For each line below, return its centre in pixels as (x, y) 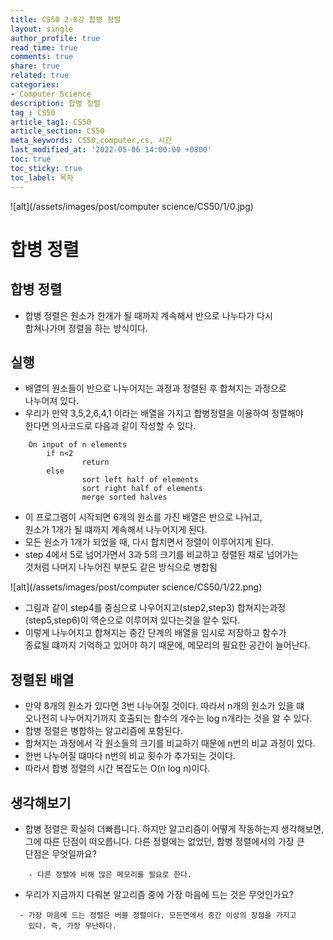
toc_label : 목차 (42, 177)
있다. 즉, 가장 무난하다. (73, 926)
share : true (35, 66)
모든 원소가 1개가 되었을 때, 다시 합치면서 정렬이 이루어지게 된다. (149, 542)
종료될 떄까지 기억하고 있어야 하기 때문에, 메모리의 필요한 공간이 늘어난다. (167, 645)
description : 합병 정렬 (55, 103)
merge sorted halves (124, 497)
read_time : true (44, 47)
